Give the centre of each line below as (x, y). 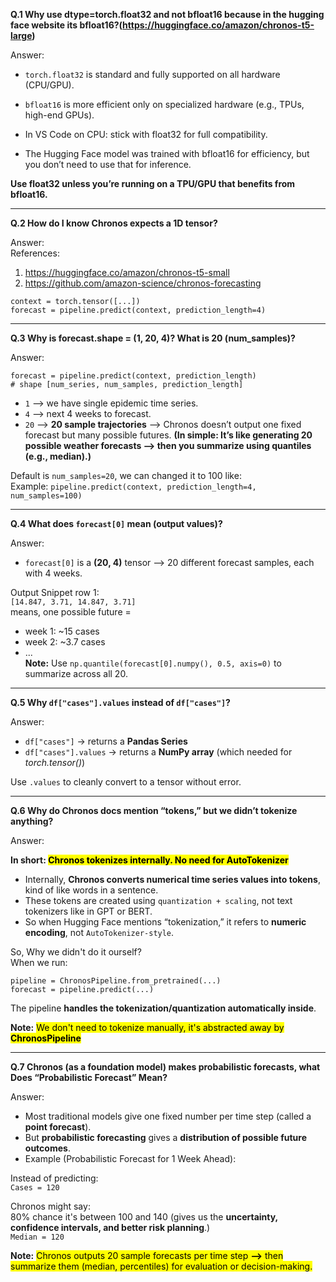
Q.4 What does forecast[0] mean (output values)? (116, 523)
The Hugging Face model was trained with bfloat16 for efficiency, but (167, 153)
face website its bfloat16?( (66, 25)
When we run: (39, 962)
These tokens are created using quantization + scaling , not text (158, 900)
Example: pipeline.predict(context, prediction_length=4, (133, 486)
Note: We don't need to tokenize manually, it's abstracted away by (147, 1027)
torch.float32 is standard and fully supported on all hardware (152, 74)
